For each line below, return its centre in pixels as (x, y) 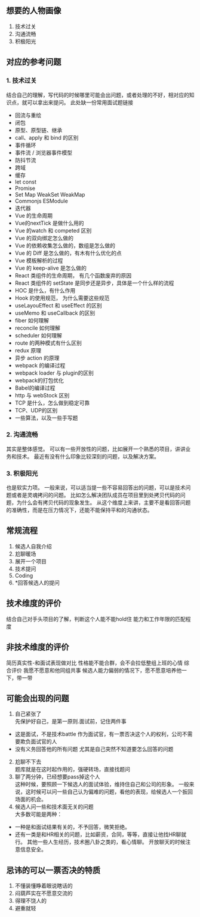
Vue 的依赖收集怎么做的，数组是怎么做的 (65, 245)
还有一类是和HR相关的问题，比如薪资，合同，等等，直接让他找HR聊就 (101, 834)
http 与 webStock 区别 (42, 395)
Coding (24, 575)
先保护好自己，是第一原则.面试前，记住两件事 (70, 722)
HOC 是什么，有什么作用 (45, 290)
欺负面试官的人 (39, 741)
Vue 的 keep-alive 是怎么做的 (50, 268)
